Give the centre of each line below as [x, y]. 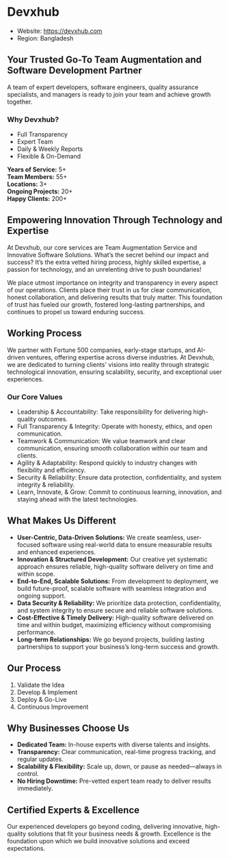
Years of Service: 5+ [37, 169]
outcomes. [53, 419]
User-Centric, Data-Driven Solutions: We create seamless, [101, 537]
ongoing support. [41, 596]
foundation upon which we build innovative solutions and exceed [98, 841]
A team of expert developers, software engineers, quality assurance [103, 87]
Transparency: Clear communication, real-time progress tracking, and [116, 752]
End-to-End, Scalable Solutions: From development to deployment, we [118, 581]
